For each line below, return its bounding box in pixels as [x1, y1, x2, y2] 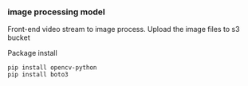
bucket [7, 33, 30, 42]
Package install [7, 49, 57, 58]
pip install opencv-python [7, 64, 97, 72]
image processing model [7, 6, 105, 18]
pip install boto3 [7, 71, 69, 79]
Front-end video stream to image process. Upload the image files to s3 [7, 25, 240, 34]
